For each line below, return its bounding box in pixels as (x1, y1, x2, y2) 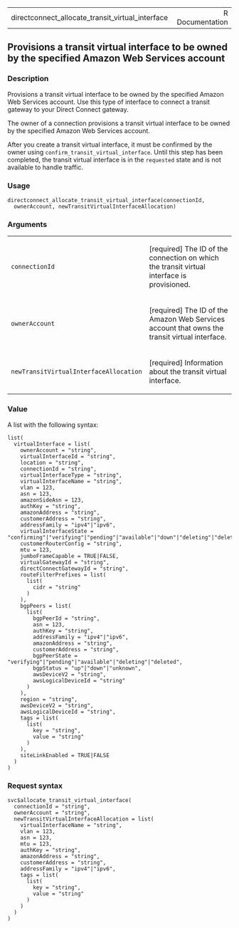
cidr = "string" (33, 584, 81, 591)
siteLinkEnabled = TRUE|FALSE (20, 752, 110, 759)
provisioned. (149, 280, 191, 290)
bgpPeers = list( (20, 602, 72, 609)
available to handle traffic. (7, 163, 84, 172)
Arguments (7, 219, 48, 229)
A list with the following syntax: (7, 420, 99, 429)
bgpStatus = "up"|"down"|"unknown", (33, 665, 142, 672)
